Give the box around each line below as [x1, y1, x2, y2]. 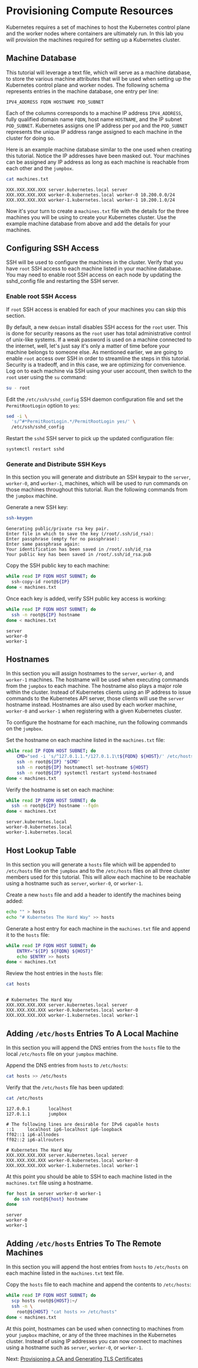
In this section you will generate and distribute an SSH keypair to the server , [6, 473, 191, 481]
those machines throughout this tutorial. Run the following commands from [6, 486, 188, 493]
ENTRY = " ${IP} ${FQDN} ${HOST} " [16, 948, 94, 954]
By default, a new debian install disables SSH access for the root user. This [6, 323, 189, 331]
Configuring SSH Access [6, 243, 99, 253]
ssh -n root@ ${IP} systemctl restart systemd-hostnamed [16, 770, 157, 776]
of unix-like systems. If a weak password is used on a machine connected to [6, 336, 192, 343]
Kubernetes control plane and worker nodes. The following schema [6, 81, 170, 88]
